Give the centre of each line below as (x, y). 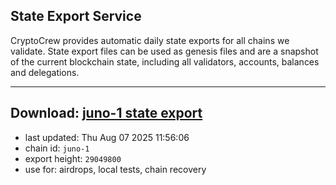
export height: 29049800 (73, 158)
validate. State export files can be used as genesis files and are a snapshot (164, 51)
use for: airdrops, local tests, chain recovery (115, 169)
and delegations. (45, 72)
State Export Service (76, 16)
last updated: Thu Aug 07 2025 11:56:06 (107, 137)
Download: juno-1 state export (106, 113)
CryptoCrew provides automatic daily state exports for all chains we (150, 40)
